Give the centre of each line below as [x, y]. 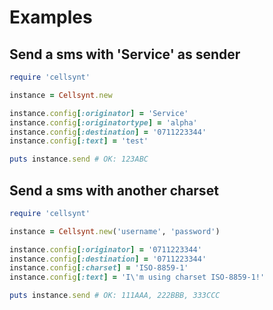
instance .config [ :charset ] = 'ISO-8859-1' [99, 268]
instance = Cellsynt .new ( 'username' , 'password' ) [115, 231]
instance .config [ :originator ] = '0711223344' [105, 249]
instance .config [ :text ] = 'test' [79, 141]
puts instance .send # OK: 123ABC [79, 159]
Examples [51, 17]
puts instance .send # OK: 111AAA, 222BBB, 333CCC [115, 296]
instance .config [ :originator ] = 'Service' [99, 113]
